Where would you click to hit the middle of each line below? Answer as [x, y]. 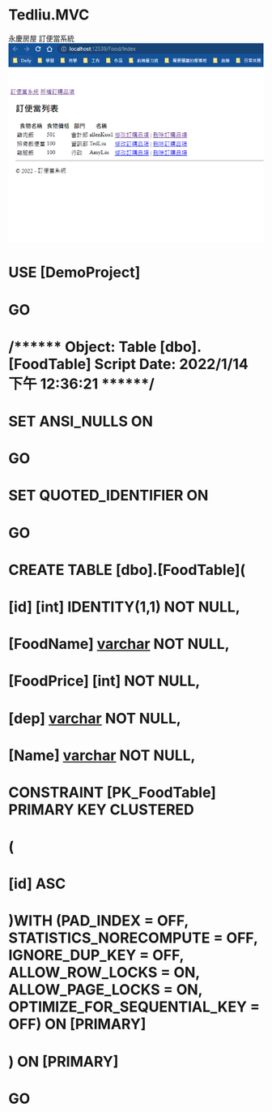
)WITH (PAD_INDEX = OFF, [98, 921]
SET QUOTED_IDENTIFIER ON [108, 496]
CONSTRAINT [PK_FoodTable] [113, 792]
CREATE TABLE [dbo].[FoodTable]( [127, 570]
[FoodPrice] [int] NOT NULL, [104, 681]
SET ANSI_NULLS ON [81, 421]
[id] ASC [37, 884]
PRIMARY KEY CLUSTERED [101, 809]
